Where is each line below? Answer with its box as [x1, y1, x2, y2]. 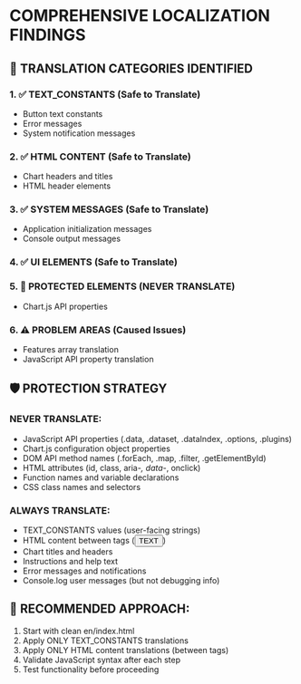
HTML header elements [22, 180, 112, 191]
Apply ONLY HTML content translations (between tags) [22, 644, 229, 655]
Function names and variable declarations [22, 472, 180, 483]
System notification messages [22, 128, 136, 139]
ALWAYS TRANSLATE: [9, 504, 111, 516]
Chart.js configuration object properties [22, 443, 170, 454]
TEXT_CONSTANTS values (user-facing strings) [22, 525, 201, 535]
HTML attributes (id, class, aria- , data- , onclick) [22, 462, 201, 473]
